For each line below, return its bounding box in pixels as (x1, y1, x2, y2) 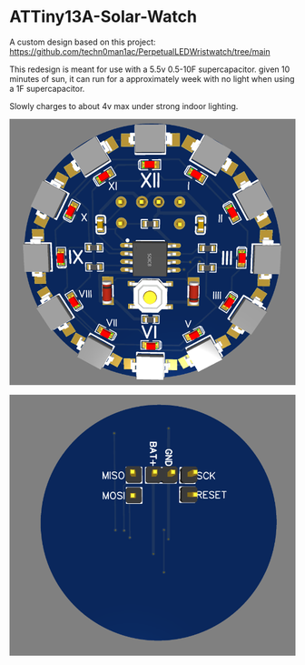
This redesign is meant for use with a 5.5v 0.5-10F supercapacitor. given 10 (9, 64, 290, 75)
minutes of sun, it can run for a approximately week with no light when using (9, 73, 295, 84)
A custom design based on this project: (9, 36, 156, 47)
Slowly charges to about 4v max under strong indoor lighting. (9, 100, 239, 111)
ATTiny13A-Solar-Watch (9, 6, 198, 27)
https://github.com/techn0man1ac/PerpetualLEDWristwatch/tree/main (9, 45, 271, 56)
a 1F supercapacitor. (9, 83, 85, 94)
